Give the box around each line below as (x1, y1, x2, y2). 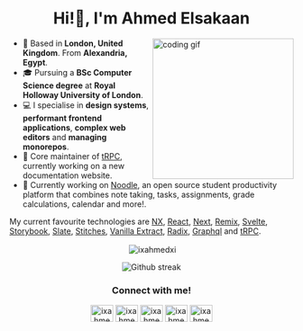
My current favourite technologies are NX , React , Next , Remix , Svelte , (9, 216, 269, 227)
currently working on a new (22, 160, 124, 171)
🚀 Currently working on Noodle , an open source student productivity (22, 179, 278, 190)
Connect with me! (111, 283, 192, 296)
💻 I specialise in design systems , (22, 99, 149, 111)
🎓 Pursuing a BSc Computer (22, 67, 133, 77)
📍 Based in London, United (22, 38, 124, 49)
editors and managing (22, 131, 107, 142)
